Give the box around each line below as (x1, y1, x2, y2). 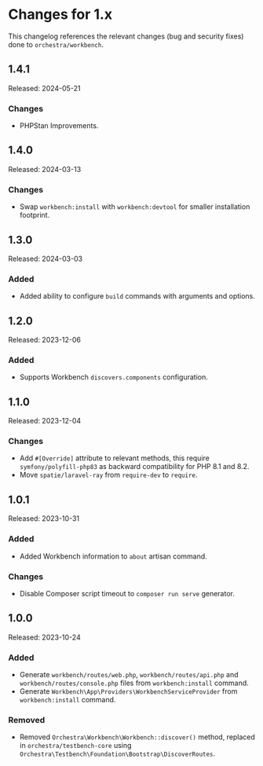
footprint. (19, 211, 50, 220)
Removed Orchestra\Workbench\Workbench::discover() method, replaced (19, 732, 255, 742)
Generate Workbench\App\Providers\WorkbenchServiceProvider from (19, 687, 238, 696)
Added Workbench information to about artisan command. (19, 552, 208, 561)
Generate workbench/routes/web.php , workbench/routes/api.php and (19, 670, 239, 679)
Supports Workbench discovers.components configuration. (19, 372, 208, 382)
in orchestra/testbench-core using (19, 741, 132, 750)
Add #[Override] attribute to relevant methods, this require (19, 453, 210, 463)
